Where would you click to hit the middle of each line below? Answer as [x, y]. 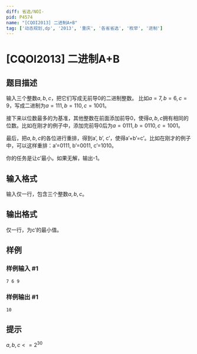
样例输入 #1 [22, 269]
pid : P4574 [19, 17]
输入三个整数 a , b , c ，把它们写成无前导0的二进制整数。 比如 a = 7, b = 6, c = [97, 98]
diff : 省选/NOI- [25, 12]
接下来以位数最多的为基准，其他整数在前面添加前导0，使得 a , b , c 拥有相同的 [97, 118]
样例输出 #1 [22, 297]
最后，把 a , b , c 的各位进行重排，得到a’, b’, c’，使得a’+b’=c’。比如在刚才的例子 [98, 138]
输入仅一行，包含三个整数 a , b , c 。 [47, 194]
